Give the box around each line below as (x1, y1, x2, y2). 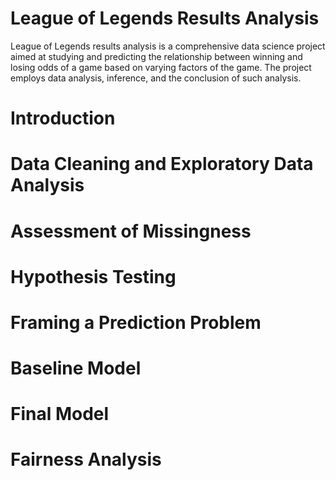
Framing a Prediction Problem (10, 311, 262, 334)
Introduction (10, 107, 116, 130)
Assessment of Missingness (10, 220, 252, 242)
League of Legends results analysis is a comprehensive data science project (10, 40, 326, 52)
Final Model (10, 403, 110, 426)
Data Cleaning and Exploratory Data (10, 153, 314, 176)
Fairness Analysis (10, 448, 162, 471)
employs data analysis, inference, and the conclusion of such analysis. (10, 72, 302, 84)
